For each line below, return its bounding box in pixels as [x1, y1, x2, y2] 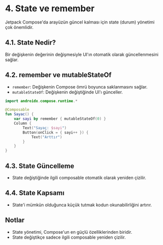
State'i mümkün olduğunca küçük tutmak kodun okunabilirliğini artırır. [12, 201, 152, 208]
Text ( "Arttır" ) [31, 134, 63, 139]
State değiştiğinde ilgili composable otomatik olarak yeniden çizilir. [12, 175, 146, 180]
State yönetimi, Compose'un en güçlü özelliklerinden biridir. [12, 229, 133, 235]
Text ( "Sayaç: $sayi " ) [23, 125, 67, 130]
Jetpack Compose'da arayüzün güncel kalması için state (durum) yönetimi [5, 19, 155, 25]
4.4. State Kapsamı [5, 189, 65, 197]
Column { [14, 121, 32, 126]
